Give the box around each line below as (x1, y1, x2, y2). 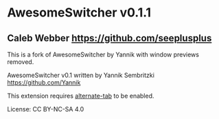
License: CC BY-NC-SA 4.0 (7, 105, 84, 113)
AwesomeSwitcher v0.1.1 (7, 5, 152, 21)
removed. (7, 58, 34, 66)
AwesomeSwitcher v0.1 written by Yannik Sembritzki (7, 71, 154, 79)
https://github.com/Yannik (7, 78, 81, 87)
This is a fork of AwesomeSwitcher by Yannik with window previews (7, 50, 199, 58)
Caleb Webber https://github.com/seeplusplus (7, 32, 212, 44)
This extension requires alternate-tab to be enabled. (7, 91, 154, 100)
